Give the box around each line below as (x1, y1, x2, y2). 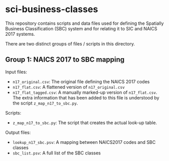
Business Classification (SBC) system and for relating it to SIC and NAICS (5, 25, 157, 31)
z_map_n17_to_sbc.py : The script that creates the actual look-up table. (12, 120, 157, 126)
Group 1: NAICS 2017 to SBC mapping (5, 56, 125, 64)
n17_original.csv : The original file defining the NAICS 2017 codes (12, 78, 150, 84)
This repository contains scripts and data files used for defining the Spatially (5, 20, 164, 26)
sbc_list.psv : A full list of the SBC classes (12, 150, 101, 156)
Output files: (5, 129, 31, 135)
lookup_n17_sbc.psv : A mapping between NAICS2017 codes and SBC (12, 139, 156, 145)
